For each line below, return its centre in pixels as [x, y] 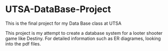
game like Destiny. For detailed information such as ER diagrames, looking [83, 38]
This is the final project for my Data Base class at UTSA [63, 23]
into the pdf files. [23, 43]
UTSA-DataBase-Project [58, 9]
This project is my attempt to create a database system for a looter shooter [84, 33]
